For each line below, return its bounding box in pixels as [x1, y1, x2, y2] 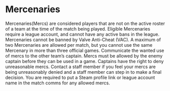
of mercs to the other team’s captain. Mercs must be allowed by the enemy [5, 52, 163, 59]
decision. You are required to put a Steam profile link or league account [5, 74, 155, 80]
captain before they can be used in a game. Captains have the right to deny [5, 58, 164, 64]
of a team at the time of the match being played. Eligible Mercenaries [5, 25, 151, 32]
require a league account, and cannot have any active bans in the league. [5, 31, 160, 37]
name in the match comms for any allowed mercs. [5, 80, 110, 86]
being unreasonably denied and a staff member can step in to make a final [5, 69, 162, 75]
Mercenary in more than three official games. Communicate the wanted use [5, 47, 164, 53]
